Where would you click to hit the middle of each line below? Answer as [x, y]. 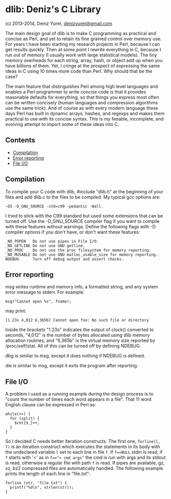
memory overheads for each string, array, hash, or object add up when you [84, 60]
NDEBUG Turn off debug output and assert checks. [65, 259]
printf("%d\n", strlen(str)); [42, 488]
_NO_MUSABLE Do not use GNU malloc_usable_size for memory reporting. [82, 255]
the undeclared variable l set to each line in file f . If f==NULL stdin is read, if [84, 452]
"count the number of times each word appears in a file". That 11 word [78, 399]
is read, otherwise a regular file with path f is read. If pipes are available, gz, [85, 463]
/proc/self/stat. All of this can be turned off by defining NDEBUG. [73, 346]
